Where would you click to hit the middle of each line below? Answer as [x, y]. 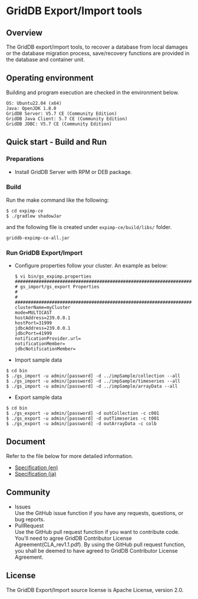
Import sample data [38, 360]
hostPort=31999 [33, 323]
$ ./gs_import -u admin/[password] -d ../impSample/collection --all [93, 376]
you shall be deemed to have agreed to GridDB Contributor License [96, 550]
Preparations [25, 159]
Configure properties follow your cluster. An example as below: [91, 266]
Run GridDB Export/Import [44, 253]
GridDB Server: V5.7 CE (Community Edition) [62, 114]
